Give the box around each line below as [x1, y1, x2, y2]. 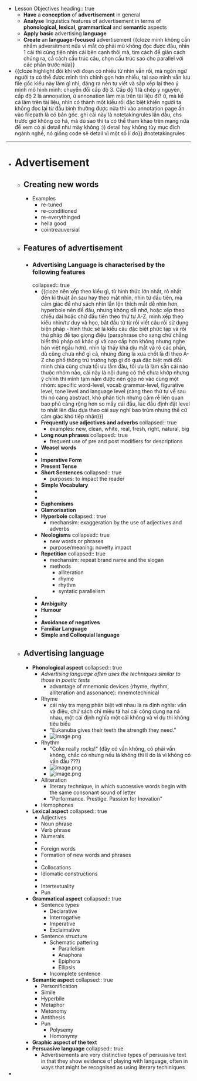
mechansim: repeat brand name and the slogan [49, 556, 164, 563]
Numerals [40, 832, 64, 839]
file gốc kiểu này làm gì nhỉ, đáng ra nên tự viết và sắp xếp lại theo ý [14, 80, 179, 87]
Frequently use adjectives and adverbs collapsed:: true [40, 419, 177, 426]
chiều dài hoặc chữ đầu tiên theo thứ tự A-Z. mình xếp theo [40, 313, 184, 320]
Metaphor [40, 1001, 65, 1008]
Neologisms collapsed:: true [40, 531, 110, 538]
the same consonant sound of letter [49, 789, 136, 796]
